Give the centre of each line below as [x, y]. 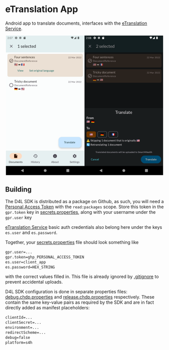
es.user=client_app [26, 262]
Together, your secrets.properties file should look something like [72, 242]
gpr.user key [19, 218]
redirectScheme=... [26, 333]
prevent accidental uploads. [34, 282]
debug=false [18, 338]
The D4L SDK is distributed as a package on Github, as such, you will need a [85, 202]
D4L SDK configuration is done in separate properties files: [66, 292]
